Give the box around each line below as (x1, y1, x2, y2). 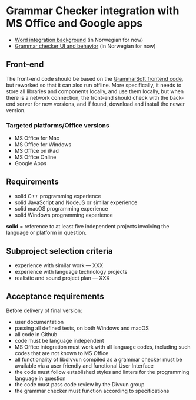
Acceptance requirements (6, 291, 104, 301)
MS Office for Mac (14, 135, 60, 142)
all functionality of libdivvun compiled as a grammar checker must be (14, 356, 182, 363)
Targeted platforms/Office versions (6, 121, 110, 129)
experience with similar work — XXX (14, 261, 104, 269)
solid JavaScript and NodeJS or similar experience (14, 199, 138, 206)
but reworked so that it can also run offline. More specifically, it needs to (6, 81, 182, 88)
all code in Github (14, 331, 58, 338)
